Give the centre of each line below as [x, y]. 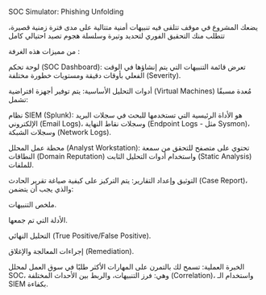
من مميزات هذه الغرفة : [44, 51]
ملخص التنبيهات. [33, 205]
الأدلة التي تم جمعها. [38, 220]
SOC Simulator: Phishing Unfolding [66, 12]
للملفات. [21, 165]
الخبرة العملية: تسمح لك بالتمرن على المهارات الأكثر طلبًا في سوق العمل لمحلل [127, 267]
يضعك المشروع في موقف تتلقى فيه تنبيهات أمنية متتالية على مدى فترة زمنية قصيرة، [133, 27]
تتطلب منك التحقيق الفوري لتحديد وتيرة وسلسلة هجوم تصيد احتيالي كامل [117, 36]
